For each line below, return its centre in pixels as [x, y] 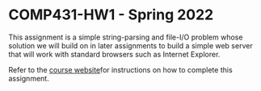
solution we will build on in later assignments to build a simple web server [130, 45]
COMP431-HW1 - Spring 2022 [111, 15]
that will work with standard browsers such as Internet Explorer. [114, 54]
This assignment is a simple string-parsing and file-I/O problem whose [126, 37]
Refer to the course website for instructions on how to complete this [120, 69]
